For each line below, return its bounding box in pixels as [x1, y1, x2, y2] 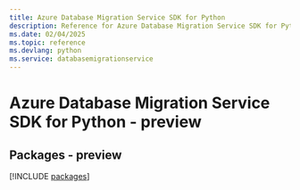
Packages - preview [9, 147, 122, 162]
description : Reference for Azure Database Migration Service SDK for [9, 21, 278, 30]
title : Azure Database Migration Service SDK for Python [9, 12, 226, 22]
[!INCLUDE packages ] [9, 171, 90, 181]
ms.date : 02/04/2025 [9, 29, 87, 38]
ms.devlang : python [9, 46, 82, 55]
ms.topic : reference [9, 37, 87, 47]
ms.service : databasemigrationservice [9, 54, 154, 63]
